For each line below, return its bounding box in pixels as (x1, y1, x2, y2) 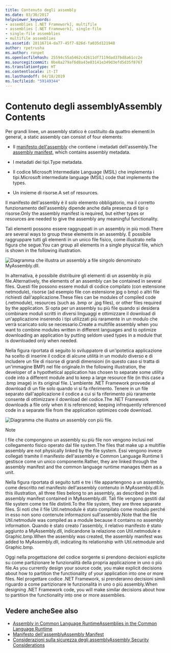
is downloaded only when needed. (5, 337, 78, 343)
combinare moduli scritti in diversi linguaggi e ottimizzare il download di (5, 310, 156, 316)
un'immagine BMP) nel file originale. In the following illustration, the (5, 363, 146, 370)
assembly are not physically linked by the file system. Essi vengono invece (5, 447, 162, 454)
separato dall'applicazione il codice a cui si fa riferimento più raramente (5, 391, 156, 397)
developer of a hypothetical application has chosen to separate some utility (5, 369, 164, 375)
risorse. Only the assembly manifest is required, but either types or (5, 210, 144, 216)
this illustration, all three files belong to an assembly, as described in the (5, 490, 157, 496)
